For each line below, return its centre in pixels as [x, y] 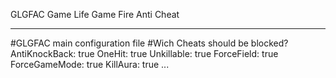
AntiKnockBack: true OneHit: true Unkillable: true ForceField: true [144, 53]
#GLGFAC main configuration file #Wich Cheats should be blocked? [149, 43]
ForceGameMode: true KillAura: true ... [90, 64]
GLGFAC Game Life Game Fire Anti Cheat [95, 14]
